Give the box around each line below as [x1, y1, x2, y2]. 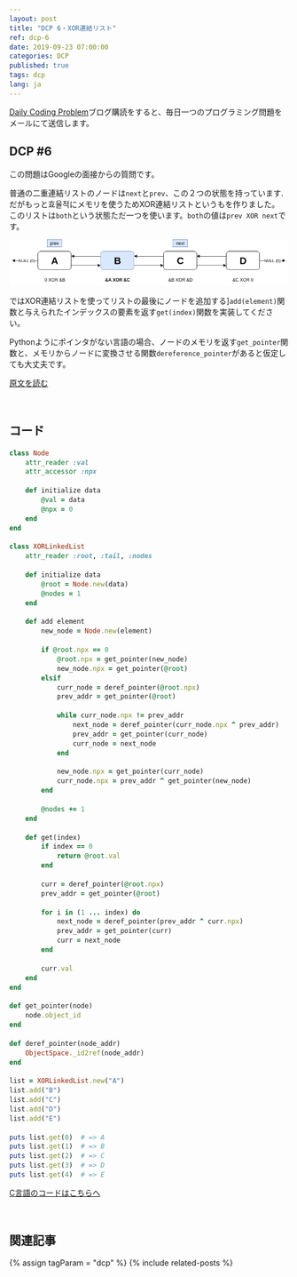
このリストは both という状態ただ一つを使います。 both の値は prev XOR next [9, 210, 278, 220]
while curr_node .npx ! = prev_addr [56, 711, 184, 720]
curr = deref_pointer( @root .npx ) [41, 880, 165, 889]
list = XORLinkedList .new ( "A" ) [9, 1076, 125, 1086]
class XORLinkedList [9, 542, 86, 551]
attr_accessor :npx [25, 467, 98, 476]
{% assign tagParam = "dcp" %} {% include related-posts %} [9, 1257, 233, 1268]
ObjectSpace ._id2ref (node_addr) [25, 1049, 145, 1058]
